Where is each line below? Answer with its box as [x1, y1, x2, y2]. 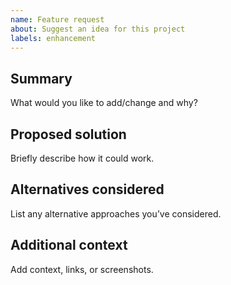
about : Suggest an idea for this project [10, 24, 186, 34]
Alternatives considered [10, 181, 165, 198]
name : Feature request [10, 14, 105, 25]
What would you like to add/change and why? [10, 97, 198, 109]
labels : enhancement [10, 33, 97, 43]
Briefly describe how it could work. [10, 152, 155, 164]
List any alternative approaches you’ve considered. [10, 207, 222, 220]
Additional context [10, 237, 128, 254]
